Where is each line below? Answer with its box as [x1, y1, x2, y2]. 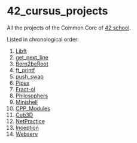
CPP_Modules [15, 105, 50, 112]
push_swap [15, 73, 44, 80]
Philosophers [15, 92, 48, 99]
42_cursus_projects [7, 4, 108, 18]
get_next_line [15, 53, 48, 61]
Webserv [15, 130, 38, 138]
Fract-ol [15, 85, 35, 93]
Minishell [15, 98, 38, 106]
